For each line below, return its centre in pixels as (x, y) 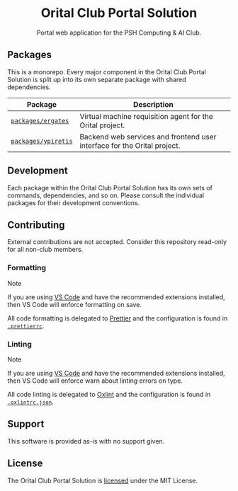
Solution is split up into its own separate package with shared (97, 79)
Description (153, 104)
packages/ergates (40, 121)
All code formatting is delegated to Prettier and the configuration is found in (118, 318)
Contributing (36, 225)
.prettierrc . (26, 325)
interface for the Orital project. (130, 145)
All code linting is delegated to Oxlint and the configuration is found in (109, 394)
